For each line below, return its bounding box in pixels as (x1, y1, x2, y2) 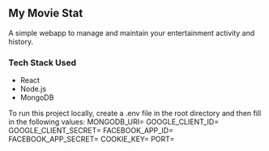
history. (8, 37, 34, 46)
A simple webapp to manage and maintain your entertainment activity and (8, 28, 255, 37)
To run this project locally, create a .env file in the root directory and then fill (8, 109, 262, 119)
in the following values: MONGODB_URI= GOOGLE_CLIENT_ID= (8, 117, 220, 127)
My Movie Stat (8, 6, 83, 20)
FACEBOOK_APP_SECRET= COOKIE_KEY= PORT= (8, 134, 175, 145)
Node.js (19, 84, 47, 94)
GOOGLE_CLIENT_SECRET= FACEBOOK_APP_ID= (8, 126, 174, 136)
